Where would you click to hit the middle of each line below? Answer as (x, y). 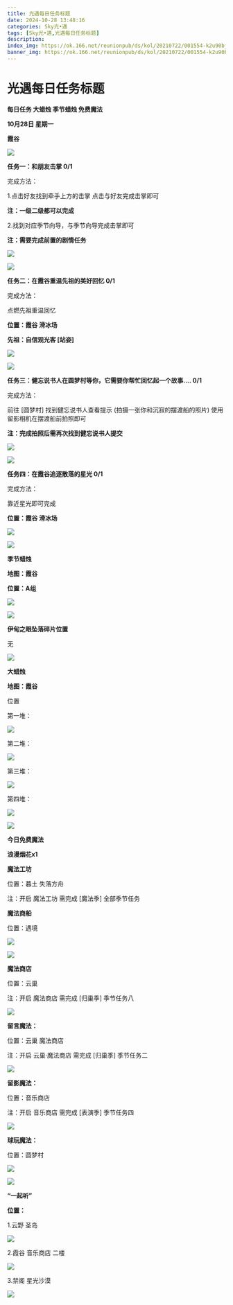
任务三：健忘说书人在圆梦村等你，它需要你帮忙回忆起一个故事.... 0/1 (105, 380)
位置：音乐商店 (28, 1097)
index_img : (23, 46)
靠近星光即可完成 (32, 503)
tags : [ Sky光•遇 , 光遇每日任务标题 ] (53, 33)
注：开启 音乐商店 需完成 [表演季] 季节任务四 (70, 1112)
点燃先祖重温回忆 (32, 310)
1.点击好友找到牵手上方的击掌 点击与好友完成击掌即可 (83, 195)
